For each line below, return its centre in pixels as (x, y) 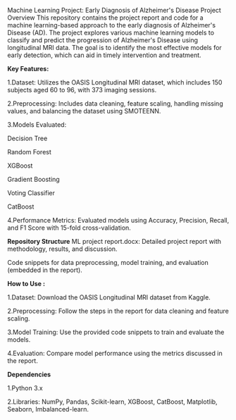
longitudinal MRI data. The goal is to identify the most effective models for (114, 48)
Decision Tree (27, 138)
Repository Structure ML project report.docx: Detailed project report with (114, 241)
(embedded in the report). (45, 270)
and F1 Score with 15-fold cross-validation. (69, 228)
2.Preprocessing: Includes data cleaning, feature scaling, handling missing (115, 104)
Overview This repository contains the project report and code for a (105, 18)
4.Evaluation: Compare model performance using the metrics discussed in (115, 353)
